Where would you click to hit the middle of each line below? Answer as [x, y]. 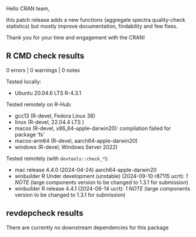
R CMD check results [45, 56]
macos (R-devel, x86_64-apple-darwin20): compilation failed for [93, 128]
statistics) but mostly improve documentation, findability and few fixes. [92, 26]
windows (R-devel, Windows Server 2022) [66, 147]
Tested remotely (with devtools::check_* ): [57, 158]
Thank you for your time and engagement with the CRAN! [76, 37]
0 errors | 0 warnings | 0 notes [43, 70]
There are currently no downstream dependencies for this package [87, 227]
